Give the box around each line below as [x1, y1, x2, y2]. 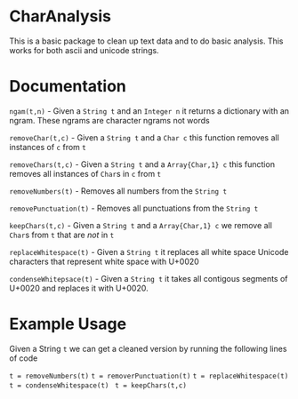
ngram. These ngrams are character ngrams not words [9, 115, 211, 125]
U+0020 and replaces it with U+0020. [9, 283, 149, 293]
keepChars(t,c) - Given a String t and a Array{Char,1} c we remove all [9, 219, 273, 230]
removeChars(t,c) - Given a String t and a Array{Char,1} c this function [9, 158, 276, 170]
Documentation [9, 76, 127, 97]
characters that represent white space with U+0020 [9, 256, 200, 267]
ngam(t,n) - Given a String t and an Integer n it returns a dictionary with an [9, 105, 290, 116]
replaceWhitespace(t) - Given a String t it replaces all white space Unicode [9, 246, 289, 257]
